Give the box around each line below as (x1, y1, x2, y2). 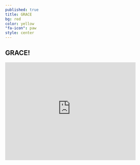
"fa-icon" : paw (5, 26, 37, 31)
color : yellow (5, 21, 35, 26)
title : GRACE (5, 12, 32, 17)
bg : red (5, 16, 21, 21)
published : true (5, 7, 39, 12)
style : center (5, 30, 35, 35)
